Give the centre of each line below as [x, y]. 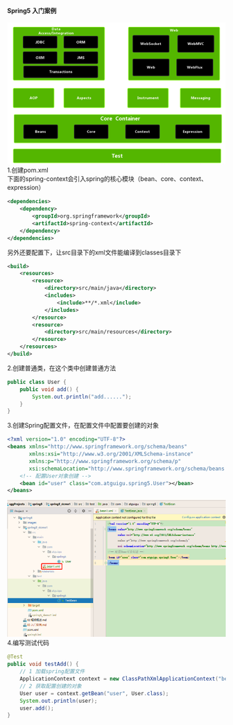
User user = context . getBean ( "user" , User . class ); [94, 693]
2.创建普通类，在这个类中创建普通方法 [62, 368]
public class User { [37, 382]
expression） [26, 188]
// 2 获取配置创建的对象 [51, 686]
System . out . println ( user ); [59, 701]
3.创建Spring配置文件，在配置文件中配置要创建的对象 [83, 426]
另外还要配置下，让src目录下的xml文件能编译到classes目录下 [94, 252]
